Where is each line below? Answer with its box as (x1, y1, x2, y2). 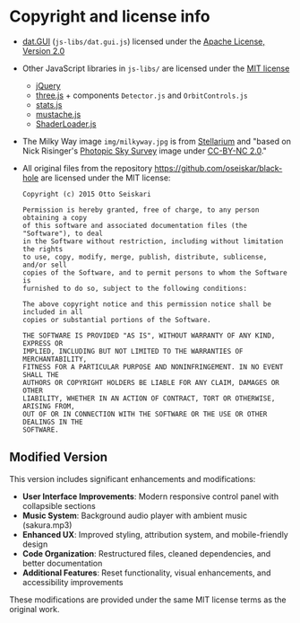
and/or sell (21, 260, 67, 269)
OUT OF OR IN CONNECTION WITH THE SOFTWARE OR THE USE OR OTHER (21, 409, 268, 418)
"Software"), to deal (21, 229, 103, 238)
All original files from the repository (21, 162, 153, 173)
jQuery (35, 80, 61, 91)
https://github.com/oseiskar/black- (154, 162, 283, 173)
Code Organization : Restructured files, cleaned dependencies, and (21, 548, 271, 558)
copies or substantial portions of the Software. (21, 315, 212, 324)
